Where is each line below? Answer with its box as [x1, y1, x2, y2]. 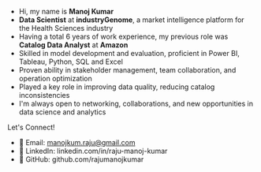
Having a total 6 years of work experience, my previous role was [18, 32, 229, 41]
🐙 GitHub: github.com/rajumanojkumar [18, 155, 144, 164]
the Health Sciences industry [18, 24, 114, 32]
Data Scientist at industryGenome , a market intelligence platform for [18, 15, 245, 24]
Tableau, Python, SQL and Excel [18, 57, 124, 66]
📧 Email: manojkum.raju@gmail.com [18, 138, 136, 147]
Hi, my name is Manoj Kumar [18, 7, 114, 16]
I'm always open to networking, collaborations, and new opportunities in [18, 99, 254, 108]
